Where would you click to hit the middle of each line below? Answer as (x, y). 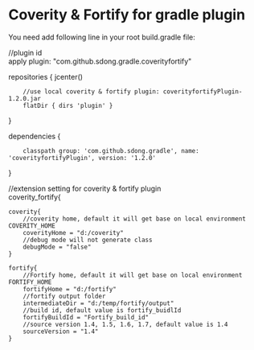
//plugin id (25, 52)
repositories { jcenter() (45, 76)
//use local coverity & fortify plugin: (91, 91)
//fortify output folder (64, 296)
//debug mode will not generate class (88, 240)
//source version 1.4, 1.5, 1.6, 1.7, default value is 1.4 (125, 324)
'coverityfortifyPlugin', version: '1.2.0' (82, 158)
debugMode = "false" (57, 247)
